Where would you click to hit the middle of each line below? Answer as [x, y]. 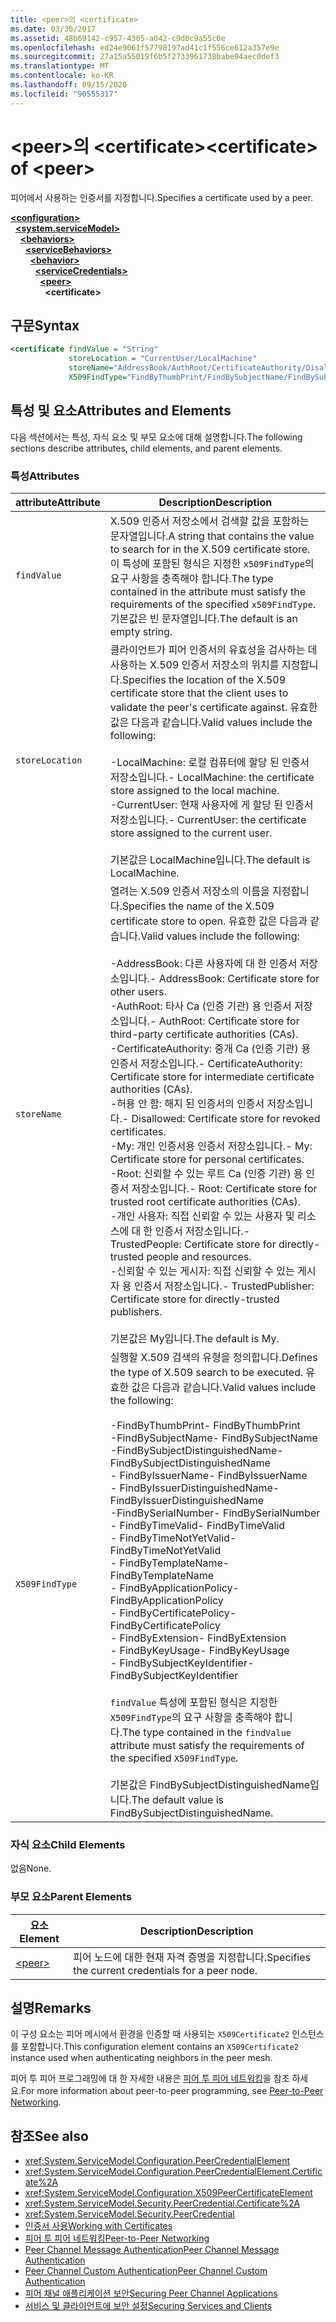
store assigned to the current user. [191, 833]
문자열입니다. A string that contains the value [212, 536]
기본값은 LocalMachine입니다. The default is [210, 859]
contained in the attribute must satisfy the [208, 591]
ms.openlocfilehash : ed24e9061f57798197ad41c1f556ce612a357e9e [145, 47]
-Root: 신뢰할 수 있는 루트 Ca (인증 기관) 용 [206, 1173]
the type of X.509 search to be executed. [206, 1372]
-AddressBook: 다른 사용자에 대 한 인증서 [203, 963]
